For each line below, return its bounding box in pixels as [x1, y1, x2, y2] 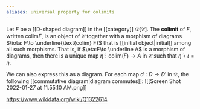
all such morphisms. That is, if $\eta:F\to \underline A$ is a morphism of [6, 45, 185, 53]
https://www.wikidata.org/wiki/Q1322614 [6, 95, 108, 103]
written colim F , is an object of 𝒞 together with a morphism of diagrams [6, 32, 182, 39]
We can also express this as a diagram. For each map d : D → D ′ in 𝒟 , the [6, 70, 189, 78]
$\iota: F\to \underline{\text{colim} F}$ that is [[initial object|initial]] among [6, 39, 192, 46]
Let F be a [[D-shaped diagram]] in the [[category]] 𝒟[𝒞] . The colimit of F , [6, 25, 192, 33]
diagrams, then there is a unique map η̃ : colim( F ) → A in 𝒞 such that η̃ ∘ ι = [6, 52, 195, 59]
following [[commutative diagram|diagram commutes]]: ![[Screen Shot [6, 77, 181, 85]
